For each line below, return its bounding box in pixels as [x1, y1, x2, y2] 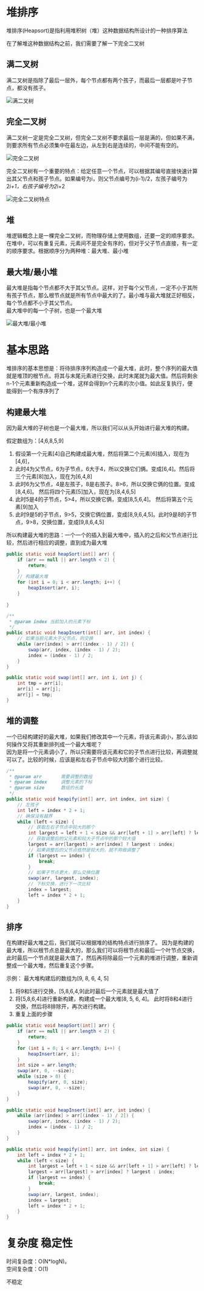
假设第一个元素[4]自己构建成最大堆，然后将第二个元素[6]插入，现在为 [15, 450, 189, 457]
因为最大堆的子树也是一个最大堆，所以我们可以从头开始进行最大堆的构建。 [6, 424, 192, 432]
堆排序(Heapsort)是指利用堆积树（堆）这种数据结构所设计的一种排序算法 [6, 27, 188, 34]
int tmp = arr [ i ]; [17, 680, 64, 687]
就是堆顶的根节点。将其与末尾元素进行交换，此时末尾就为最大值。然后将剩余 [6, 372, 198, 380]
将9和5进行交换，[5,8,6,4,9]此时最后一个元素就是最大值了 [15, 988, 160, 995]
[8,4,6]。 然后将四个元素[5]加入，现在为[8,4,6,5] [15, 487, 136, 495]
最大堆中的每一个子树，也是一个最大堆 [6, 307, 102, 314]
